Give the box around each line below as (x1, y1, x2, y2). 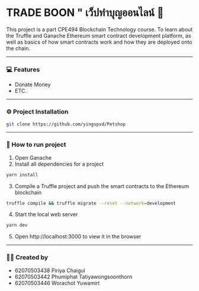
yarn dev (6, 222, 28, 228)
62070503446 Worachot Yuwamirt (14, 279, 100, 286)
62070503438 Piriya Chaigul (14, 267, 85, 274)
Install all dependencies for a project (14, 160, 104, 167)
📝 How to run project (6, 141, 66, 149)
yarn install (6, 172, 38, 177)
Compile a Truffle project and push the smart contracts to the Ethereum (14, 182, 190, 189)
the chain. (6, 44, 31, 51)
